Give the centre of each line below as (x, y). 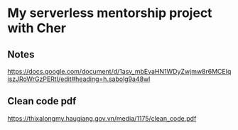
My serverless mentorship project (110, 13)
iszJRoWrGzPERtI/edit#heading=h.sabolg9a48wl (79, 79)
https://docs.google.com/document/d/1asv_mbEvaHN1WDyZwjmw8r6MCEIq (119, 71)
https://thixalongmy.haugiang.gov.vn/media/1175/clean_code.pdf (102, 118)
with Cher (37, 28)
